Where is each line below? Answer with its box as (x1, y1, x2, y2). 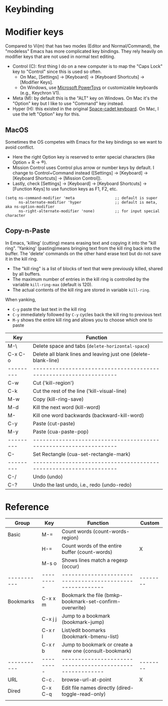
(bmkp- (104, 591, 123, 598)
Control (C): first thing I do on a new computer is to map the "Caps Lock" (12, 64, 163, 70)
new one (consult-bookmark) (61, 647, 131, 654)
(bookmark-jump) (61, 618, 104, 625)
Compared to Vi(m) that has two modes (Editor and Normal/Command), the (5, 43, 160, 49)
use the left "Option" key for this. (12, 111, 80, 117)
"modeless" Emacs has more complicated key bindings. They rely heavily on (5, 49, 163, 55)
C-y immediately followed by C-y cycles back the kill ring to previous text (12, 311, 161, 317)
